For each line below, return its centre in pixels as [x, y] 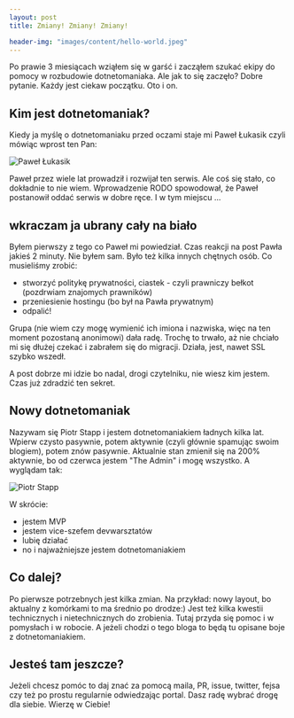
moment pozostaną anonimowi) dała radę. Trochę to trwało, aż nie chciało [144, 337]
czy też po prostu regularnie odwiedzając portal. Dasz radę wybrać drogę [144, 695]
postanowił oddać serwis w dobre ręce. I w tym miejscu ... [115, 198]
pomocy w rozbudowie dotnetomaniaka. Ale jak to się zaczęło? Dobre [136, 76]
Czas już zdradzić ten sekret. [62, 383]
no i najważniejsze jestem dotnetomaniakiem [104, 550]
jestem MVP [44, 521]
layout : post [33, 17]
